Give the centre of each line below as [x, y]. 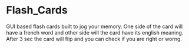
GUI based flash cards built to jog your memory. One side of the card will [94, 26]
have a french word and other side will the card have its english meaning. [95, 32]
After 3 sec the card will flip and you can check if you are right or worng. [94, 39]
